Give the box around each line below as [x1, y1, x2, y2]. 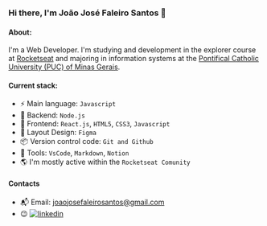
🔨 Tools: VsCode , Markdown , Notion [19, 148, 129, 158]
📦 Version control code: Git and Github [19, 137, 154, 146]
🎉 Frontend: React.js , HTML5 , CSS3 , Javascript [19, 119, 170, 129]
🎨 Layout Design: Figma [19, 128, 97, 138]
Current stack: [8, 80, 58, 90]
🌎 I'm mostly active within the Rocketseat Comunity [19, 157, 191, 167]
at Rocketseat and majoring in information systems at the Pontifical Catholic [8, 54, 260, 64]
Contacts [8, 179, 40, 188]
